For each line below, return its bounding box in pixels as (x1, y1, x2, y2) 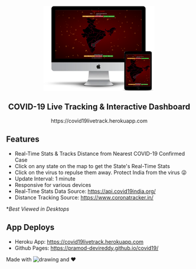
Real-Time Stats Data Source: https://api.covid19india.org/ (14, 188, 156, 195)
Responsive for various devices (14, 181, 92, 188)
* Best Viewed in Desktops (6, 205, 70, 212)
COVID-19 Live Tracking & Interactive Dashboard (8, 101, 191, 111)
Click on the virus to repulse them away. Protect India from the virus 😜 (14, 169, 187, 176)
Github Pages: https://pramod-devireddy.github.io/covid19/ (14, 244, 159, 251)
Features (6, 134, 40, 145)
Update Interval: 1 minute (14, 175, 76, 182)
